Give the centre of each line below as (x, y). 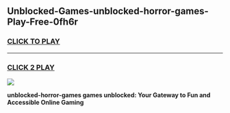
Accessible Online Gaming (46, 102)
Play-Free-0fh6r (43, 22)
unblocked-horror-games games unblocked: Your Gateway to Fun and (109, 95)
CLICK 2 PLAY (31, 67)
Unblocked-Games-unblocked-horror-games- (108, 11)
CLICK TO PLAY (34, 42)
